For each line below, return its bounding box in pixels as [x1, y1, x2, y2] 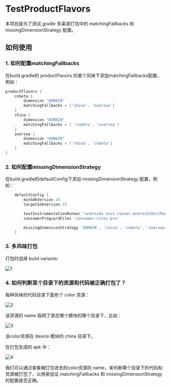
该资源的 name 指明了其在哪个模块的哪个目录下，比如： [5, 312, 122, 318]
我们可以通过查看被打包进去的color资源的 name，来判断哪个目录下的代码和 [5, 365, 163, 371]
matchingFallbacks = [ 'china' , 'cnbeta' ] [23, 141, 113, 146]
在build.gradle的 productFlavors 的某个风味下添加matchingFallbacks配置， [5, 72, 162, 78]
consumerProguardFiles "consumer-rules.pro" [23, 216, 120, 221]
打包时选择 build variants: [5, 255, 59, 261]
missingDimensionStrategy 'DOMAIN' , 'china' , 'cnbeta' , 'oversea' [23, 225, 167, 230]
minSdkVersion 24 [23, 197, 60, 203]
